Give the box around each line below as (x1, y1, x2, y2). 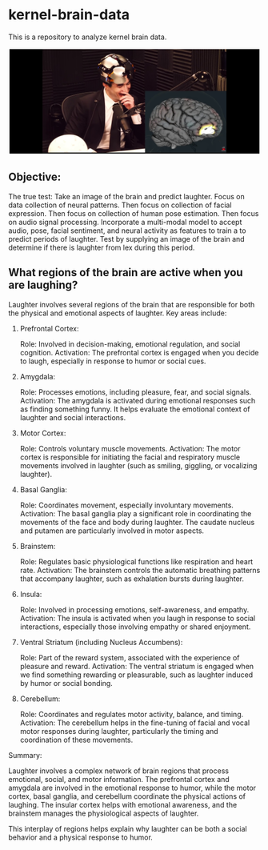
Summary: (8, 750, 42, 760)
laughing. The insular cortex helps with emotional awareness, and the (8, 800, 238, 809)
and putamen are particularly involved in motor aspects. (19, 526, 205, 535)
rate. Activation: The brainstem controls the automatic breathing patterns (19, 565, 261, 575)
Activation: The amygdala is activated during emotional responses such (19, 395, 256, 405)
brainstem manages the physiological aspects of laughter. (8, 808, 199, 818)
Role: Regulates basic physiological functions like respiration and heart (19, 556, 254, 566)
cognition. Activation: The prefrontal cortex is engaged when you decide (19, 347, 259, 357)
